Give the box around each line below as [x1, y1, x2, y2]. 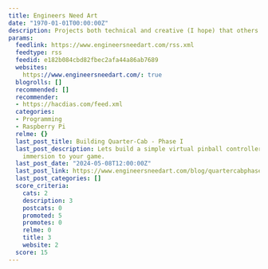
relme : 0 [22, 226, 52, 235]
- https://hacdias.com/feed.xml [15, 100, 124, 108]
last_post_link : [15, 167, 69, 175]
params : [8, 33, 34, 42]
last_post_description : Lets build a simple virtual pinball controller [15, 145, 262, 153]
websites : [15, 64, 48, 72]
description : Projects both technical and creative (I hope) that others [8, 26, 259, 34]
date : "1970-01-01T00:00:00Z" [8, 19, 109, 27]
